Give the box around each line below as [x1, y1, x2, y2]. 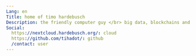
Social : [6, 24, 25, 31]
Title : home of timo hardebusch [6, 14, 85, 20]
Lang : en [6, 8, 28, 15]
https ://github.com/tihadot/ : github [11, 36, 104, 41]
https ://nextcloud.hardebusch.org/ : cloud [11, 30, 117, 36]
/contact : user [11, 41, 49, 47]
